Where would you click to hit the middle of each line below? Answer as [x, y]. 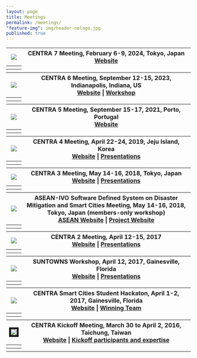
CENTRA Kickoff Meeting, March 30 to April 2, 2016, [106, 325]
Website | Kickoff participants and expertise [106, 340]
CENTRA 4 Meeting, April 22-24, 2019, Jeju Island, [106, 141]
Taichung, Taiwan [106, 332]
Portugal [106, 117]
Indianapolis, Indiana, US [106, 85]
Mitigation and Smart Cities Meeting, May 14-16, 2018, [106, 205]
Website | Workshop [106, 92]
